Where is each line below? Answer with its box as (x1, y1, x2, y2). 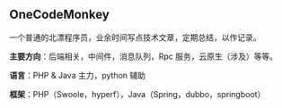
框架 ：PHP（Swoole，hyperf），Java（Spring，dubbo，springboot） (9, 88, 266, 99)
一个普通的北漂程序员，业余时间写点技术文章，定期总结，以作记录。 (9, 31, 261, 43)
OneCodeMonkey (9, 7, 110, 22)
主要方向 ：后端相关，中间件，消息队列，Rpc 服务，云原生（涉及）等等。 (9, 51, 278, 62)
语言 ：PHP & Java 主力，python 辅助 (9, 70, 146, 80)
